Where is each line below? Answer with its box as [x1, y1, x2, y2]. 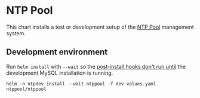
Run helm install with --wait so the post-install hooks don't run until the [6, 63, 186, 70]
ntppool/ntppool [6, 86, 47, 92]
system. [6, 29, 26, 36]
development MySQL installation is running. [6, 69, 113, 76]
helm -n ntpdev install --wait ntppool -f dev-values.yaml [6, 81, 156, 87]
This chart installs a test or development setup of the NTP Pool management [6, 23, 194, 30]
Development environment [6, 47, 108, 57]
